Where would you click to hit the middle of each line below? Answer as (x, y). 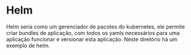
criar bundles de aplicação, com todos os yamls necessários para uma (93, 33)
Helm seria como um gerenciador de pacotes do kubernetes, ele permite (95, 27)
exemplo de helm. (28, 46)
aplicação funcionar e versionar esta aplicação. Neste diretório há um (92, 39)
